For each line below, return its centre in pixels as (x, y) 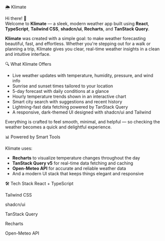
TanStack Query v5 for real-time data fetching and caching (73, 163)
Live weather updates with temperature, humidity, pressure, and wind (83, 75)
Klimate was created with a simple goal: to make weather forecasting (76, 38)
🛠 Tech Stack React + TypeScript (39, 183)
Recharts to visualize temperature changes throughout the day (76, 158)
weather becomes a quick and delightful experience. (58, 127)
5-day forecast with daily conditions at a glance (61, 91)
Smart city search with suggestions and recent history (67, 102)
